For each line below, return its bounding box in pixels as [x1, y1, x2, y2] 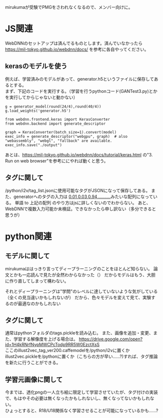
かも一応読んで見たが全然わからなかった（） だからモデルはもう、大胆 [13, 272, 156, 278]
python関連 [5, 231, 52, 242]
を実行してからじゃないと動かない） [5, 94, 78, 100]
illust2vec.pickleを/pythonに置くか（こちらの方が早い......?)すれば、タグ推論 [5, 353, 158, 359]
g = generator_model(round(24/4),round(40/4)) [5, 104, 102, 109]
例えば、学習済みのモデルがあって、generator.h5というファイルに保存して [5, 76, 154, 82]
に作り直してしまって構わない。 [5, 278, 69, 284]
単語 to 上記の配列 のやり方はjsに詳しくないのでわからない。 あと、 [14, 199, 151, 205]
